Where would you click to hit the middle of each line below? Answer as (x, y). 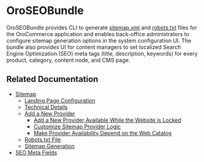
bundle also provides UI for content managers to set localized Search (94, 47)
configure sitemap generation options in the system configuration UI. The (99, 40)
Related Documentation (52, 79)
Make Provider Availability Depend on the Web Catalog (103, 133)
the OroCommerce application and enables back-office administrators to (98, 34)
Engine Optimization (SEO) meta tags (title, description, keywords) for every (102, 53)
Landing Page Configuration (60, 100)
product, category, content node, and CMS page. (68, 60)
